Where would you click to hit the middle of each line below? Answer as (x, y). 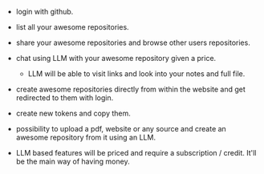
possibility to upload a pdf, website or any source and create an (121, 129)
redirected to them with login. (65, 98)
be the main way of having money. (73, 161)
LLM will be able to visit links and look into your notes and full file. (136, 74)
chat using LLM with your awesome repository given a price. (116, 58)
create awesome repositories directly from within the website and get (131, 89)
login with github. (45, 12)
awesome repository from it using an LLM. (86, 137)
